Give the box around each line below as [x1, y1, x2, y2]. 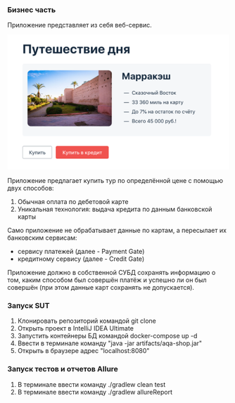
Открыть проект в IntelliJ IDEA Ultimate [17, 324, 134, 333]
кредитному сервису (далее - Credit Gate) [17, 255, 145, 263]
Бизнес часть [7, 5, 56, 15]
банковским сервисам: [7, 234, 77, 242]
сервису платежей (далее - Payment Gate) [17, 247, 145, 255]
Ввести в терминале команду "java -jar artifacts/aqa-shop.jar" [17, 339, 203, 347]
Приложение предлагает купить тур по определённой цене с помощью [7, 176, 224, 184]
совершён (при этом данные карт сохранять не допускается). [7, 283, 195, 291]
